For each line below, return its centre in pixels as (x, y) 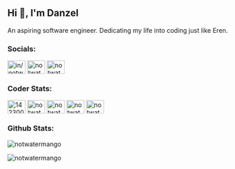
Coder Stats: (30, 88)
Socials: (22, 48)
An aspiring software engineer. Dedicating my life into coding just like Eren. (118, 30)
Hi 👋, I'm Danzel (43, 13)
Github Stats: (31, 128)
